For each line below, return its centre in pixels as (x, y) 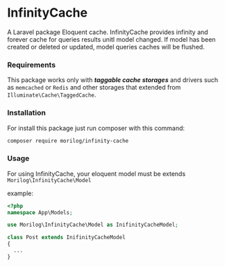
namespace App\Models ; (40, 212)
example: (20, 193)
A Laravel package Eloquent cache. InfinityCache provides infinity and (108, 32)
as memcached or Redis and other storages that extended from (94, 88)
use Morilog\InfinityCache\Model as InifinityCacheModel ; (93, 225)
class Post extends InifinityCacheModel (67, 238)
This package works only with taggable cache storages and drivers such (113, 80)
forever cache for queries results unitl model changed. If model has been (111, 39)
